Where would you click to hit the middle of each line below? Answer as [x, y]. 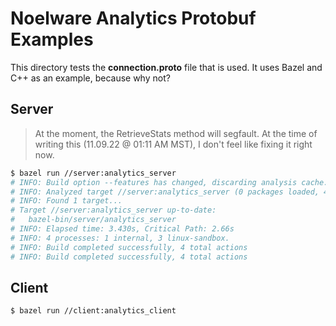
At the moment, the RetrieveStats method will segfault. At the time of [176, 133]
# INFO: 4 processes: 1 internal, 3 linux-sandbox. [120, 238]
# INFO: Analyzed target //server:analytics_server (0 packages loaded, [165, 192]
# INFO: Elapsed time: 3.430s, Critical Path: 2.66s [122, 229]
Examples [52, 39]
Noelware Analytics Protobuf [133, 18]
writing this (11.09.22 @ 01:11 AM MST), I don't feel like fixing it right [173, 144]
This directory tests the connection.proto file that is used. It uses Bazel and [166, 67]
